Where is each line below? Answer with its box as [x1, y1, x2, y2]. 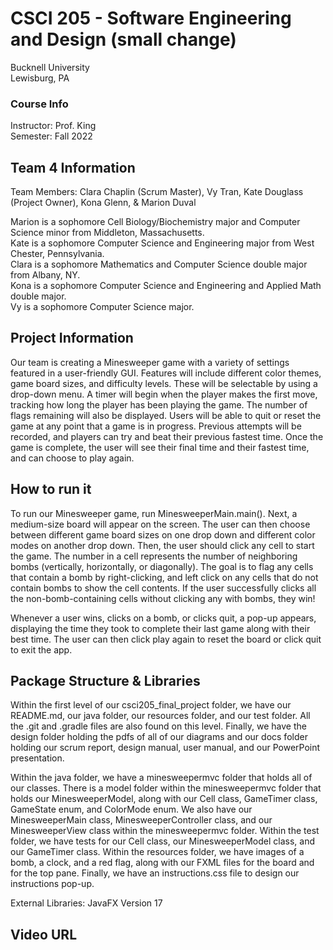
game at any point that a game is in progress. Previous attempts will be [10, 420, 302, 432]
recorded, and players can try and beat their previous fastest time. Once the [10, 430, 324, 442]
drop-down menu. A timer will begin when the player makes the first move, [10, 388, 318, 400]
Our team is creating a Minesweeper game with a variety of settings [10, 356, 290, 368]
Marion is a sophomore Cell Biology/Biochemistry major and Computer [10, 216, 301, 228]
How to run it [10, 481, 92, 498]
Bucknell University [10, 61, 90, 73]
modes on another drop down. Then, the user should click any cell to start [10, 539, 315, 551]
